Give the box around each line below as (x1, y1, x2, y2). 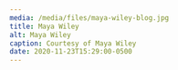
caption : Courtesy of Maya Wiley (9, 38, 137, 48)
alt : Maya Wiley (9, 30, 71, 39)
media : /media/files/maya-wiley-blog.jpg (9, 13, 170, 23)
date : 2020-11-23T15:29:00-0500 (9, 47, 132, 56)
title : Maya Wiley (9, 22, 79, 31)
